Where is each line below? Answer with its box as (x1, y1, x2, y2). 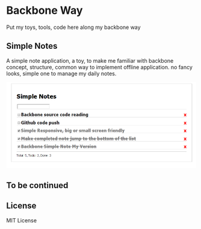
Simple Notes (6, 41, 58, 51)
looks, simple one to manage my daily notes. (6, 70, 117, 77)
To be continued (6, 180, 69, 190)
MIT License (6, 216, 37, 224)
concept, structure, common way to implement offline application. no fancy (6, 63, 193, 71)
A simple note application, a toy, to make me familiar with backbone (6, 57, 174, 64)
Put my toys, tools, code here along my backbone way (6, 24, 141, 31)
